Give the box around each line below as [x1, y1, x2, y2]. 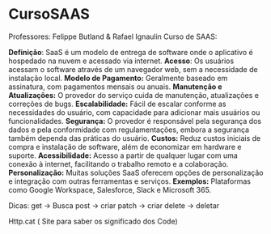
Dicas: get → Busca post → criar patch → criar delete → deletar [8, 200, 220, 211]
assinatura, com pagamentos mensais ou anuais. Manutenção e [8, 82, 222, 91]
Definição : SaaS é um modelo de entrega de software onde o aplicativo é [8, 47, 253, 57]
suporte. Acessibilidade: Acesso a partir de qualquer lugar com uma [8, 151, 239, 160]
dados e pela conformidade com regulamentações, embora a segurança [8, 125, 249, 134]
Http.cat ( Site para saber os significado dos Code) [8, 216, 178, 226]
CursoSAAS [8, 5, 91, 23]
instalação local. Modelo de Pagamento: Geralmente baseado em [8, 73, 228, 83]
